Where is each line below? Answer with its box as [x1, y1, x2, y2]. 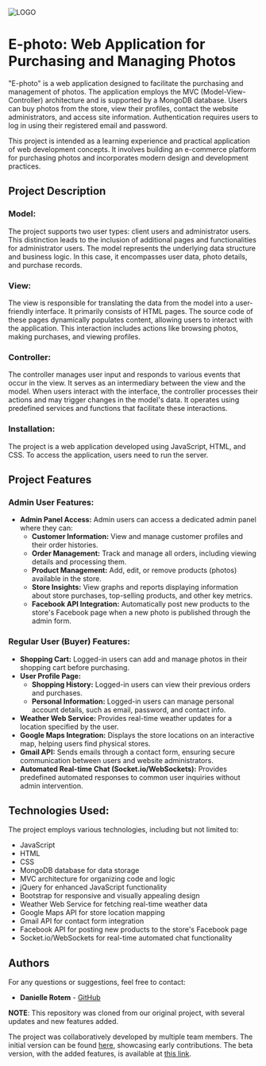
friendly [8, 306, 34, 316]
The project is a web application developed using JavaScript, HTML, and [8, 441, 246, 451]
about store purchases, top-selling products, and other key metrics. [31, 591, 253, 600]
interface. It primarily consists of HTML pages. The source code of [35, 306, 253, 316]
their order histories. [31, 541, 98, 550]
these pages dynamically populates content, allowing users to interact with [8, 315, 253, 324]
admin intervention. [19, 781, 83, 790]
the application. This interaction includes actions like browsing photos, [8, 323, 239, 333]
